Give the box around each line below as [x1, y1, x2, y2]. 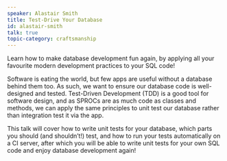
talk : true [7, 29, 38, 36]
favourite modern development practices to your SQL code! [7, 62, 176, 70]
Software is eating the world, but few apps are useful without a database [7, 75, 213, 83]
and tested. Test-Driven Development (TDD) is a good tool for [35, 90, 209, 98]
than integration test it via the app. [7, 111, 104, 120]
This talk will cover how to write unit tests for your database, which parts [7, 125, 213, 133]
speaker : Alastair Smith [7, 10, 78, 17]
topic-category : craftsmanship [7, 36, 97, 42]
